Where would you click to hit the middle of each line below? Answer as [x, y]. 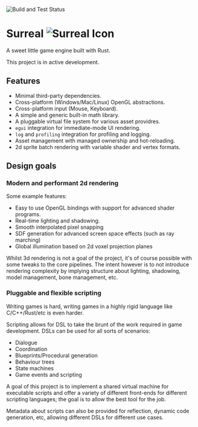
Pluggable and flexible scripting [54, 293]
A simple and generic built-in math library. [67, 115]
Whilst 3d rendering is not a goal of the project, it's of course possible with [99, 258]
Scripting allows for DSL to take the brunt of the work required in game [94, 324]
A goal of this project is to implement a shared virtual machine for [88, 386]
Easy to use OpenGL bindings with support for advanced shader [95, 208]
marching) [28, 240]
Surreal [25, 34]
